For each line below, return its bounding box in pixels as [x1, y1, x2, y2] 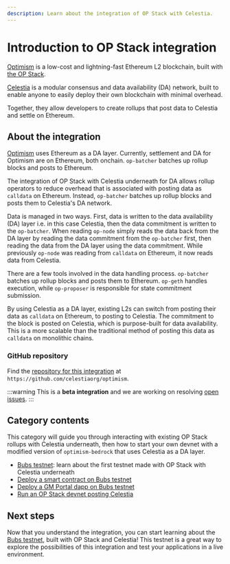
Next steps [7, 510, 55, 521]
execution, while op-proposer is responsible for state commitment [7, 284, 192, 292]
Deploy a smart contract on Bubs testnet [16, 475, 132, 484]
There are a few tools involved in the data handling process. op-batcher [7, 270, 209, 278]
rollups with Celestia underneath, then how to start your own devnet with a [7, 440, 218, 448]
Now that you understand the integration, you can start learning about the [7, 528, 216, 536]
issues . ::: [7, 395, 34, 403]
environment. [7, 550, 45, 558]
